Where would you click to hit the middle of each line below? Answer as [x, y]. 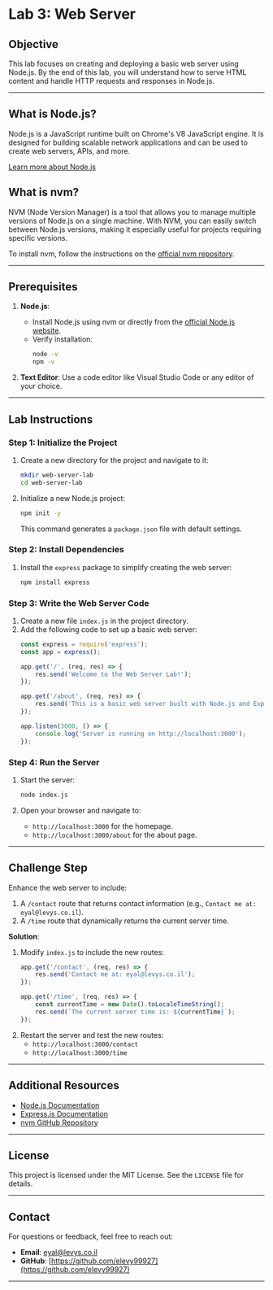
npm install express [55, 582]
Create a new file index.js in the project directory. [104, 621]
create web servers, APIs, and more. [69, 150]
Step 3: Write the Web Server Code [79, 603]
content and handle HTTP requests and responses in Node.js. [112, 81]
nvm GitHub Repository [59, 1122]
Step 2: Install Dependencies [66, 550]
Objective [34, 44]
